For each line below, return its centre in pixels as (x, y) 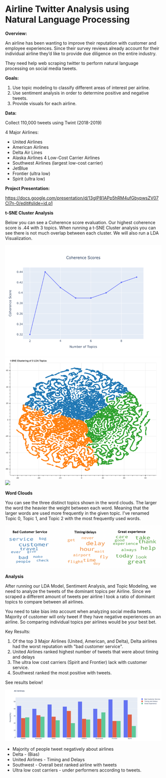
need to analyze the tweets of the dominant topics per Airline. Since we (78, 591)
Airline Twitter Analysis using (67, 9)
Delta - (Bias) (26, 754)
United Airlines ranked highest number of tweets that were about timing (85, 652)
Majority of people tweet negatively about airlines (63, 749)
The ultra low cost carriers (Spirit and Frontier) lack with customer (80, 662)
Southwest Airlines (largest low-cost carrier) (57, 163)
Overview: (16, 33)
